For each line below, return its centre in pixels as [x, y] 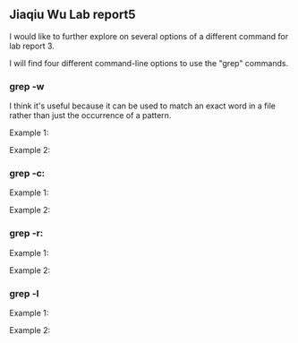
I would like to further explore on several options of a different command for [149, 36]
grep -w [27, 86]
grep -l [24, 293]
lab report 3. [32, 46]
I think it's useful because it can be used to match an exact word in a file [142, 106]
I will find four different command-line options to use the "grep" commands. [149, 63]
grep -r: [26, 234]
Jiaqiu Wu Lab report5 [72, 15]
